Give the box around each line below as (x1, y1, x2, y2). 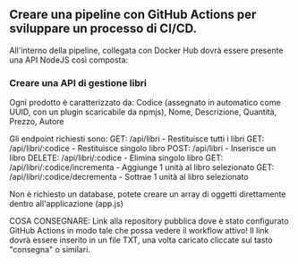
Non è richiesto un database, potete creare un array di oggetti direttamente (9, 189, 286, 200)
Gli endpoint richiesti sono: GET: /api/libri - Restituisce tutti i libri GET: (9, 133, 265, 144)
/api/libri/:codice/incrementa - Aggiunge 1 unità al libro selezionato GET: (9, 162, 275, 173)
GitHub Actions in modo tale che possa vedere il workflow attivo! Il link (9, 226, 269, 236)
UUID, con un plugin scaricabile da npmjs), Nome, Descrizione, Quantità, (9, 106, 277, 117)
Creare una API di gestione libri (9, 76, 148, 89)
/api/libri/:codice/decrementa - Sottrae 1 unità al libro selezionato (9, 172, 249, 183)
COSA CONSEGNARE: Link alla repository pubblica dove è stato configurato (9, 216, 289, 226)
